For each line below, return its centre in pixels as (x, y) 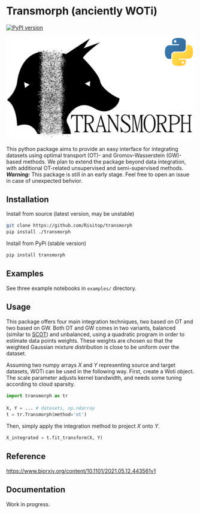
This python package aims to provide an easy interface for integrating (92, 149)
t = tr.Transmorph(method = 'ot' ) (46, 415)
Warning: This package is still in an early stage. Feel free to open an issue (98, 174)
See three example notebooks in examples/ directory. (71, 288)
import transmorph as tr (37, 396)
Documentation (36, 490)
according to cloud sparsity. (41, 384)
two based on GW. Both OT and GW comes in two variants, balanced (91, 328)
